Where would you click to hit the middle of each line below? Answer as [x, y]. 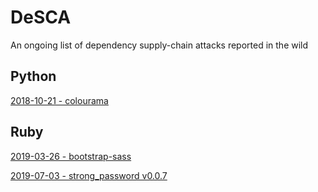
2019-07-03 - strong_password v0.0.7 [89, 175]
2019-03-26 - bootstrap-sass [71, 156]
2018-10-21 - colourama [59, 100]
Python [33, 76]
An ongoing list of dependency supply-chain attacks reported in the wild [159, 45]
